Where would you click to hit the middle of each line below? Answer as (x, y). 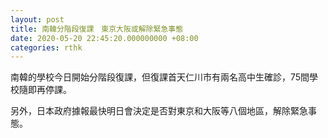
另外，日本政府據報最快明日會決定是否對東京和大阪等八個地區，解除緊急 (159, 111)
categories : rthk (46, 47)
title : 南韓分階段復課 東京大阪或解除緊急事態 (97, 29)
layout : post (37, 19)
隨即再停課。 (45, 90)
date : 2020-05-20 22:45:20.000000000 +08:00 (104, 38)
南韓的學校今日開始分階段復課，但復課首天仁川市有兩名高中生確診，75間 (160, 77)
